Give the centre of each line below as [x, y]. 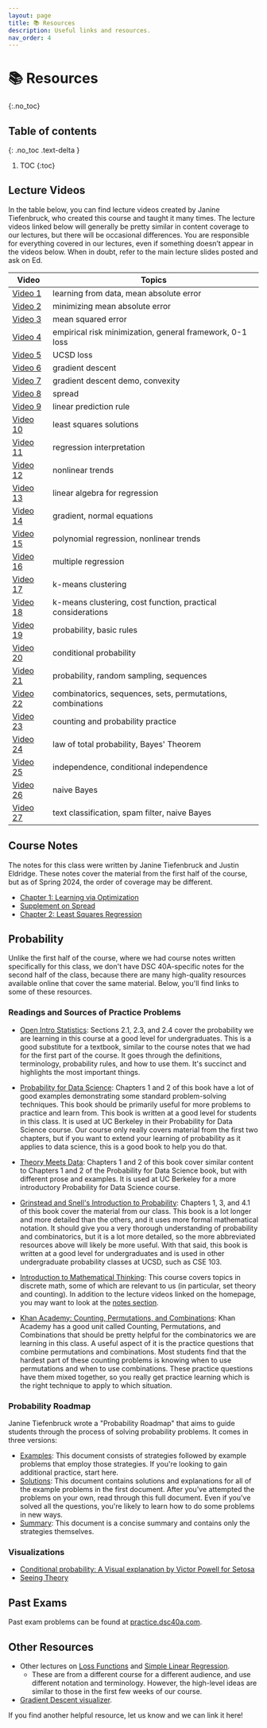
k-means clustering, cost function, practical [135, 602]
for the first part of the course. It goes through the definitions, [121, 1055]
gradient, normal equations [103, 516]
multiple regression [89, 561]
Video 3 [27, 319]
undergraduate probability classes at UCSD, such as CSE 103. [121, 1262]
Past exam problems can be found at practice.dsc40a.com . [105, 1622]
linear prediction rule [91, 406]
